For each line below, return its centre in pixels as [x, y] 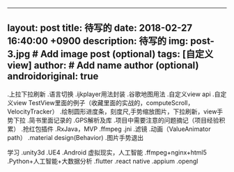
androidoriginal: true [53, 76]
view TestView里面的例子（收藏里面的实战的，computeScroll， [103, 102]
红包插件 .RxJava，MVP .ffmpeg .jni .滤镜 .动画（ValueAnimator [120, 129]
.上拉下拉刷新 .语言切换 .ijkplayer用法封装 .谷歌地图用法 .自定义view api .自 [114, 94]
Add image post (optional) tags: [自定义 [127, 54]
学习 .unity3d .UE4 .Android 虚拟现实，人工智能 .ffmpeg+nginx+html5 [107, 152]
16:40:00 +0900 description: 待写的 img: [98, 41]
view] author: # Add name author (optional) [103, 66]
